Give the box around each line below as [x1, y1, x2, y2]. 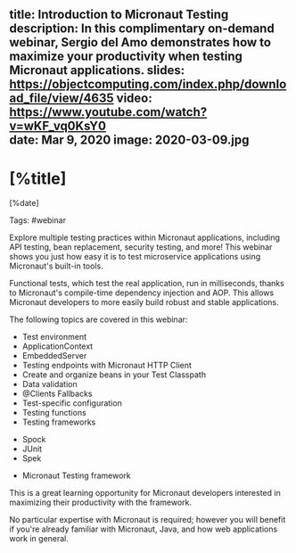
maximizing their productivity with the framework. [9, 497, 192, 508]
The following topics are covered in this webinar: [9, 314, 188, 325]
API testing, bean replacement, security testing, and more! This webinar [9, 242, 273, 252]
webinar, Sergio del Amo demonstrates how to [9, 35, 272, 50]
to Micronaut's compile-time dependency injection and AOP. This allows [9, 287, 275, 298]
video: [116, 91, 153, 106]
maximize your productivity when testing [9, 49, 243, 64]
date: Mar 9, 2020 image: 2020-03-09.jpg [9, 133, 250, 148]
